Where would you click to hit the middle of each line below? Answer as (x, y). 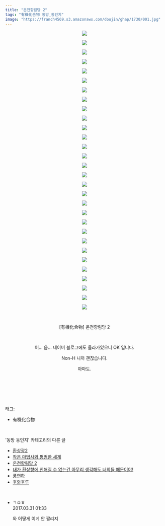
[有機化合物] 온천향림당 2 (85, 327)
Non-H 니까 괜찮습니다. (85, 358)
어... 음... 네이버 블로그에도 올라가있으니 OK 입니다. (85, 347)
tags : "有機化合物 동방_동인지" (34, 15)
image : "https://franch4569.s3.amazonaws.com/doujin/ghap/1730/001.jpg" (83, 19)
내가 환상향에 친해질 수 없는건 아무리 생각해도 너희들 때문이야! (73, 470)
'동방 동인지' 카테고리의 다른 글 (35, 440)
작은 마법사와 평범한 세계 (37, 457)
